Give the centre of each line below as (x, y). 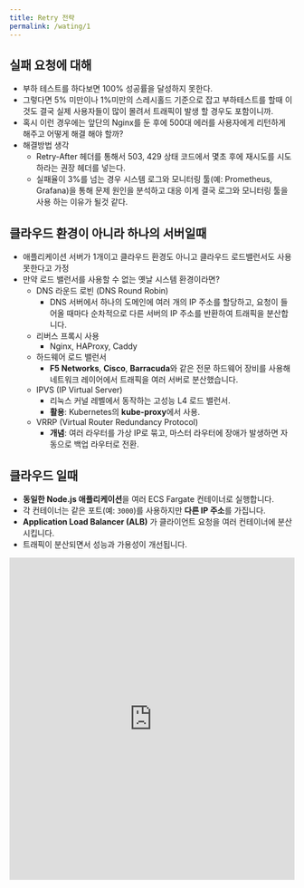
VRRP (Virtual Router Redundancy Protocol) (117, 422)
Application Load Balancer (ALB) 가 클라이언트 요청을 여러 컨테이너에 (149, 521)
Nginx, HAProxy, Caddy (93, 346)
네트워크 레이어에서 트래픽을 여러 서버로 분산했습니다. (144, 380)
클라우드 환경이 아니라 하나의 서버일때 (108, 233)
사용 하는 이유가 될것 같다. (82, 202)
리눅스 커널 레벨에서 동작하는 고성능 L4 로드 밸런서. (140, 401)
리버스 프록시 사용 (67, 336)
